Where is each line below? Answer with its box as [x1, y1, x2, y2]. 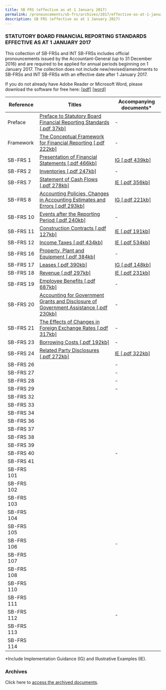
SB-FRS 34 [7, 409, 35, 416]
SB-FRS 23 [7, 339, 35, 345]
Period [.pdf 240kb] [39, 217, 86, 224]
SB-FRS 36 [7, 417, 35, 424]
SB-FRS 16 [7, 250, 35, 257]
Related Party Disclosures [39, 346, 100, 353]
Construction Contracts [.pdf [39, 225, 106, 231]
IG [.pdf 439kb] [115, 157, 151, 164]
